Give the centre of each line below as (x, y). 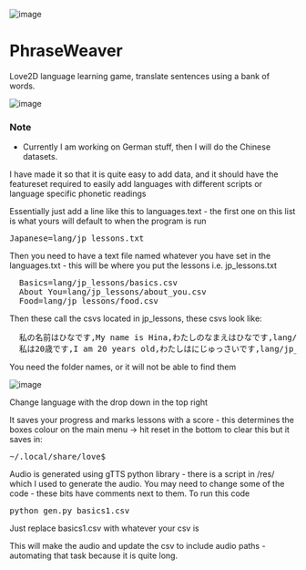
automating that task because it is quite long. (94, 555)
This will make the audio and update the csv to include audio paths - (138, 546)
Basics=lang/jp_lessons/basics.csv (98, 283)
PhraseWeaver (66, 51)
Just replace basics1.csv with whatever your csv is (104, 528)
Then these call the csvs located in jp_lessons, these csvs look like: (136, 318)
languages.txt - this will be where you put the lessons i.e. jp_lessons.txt (143, 265)
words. (22, 86)
